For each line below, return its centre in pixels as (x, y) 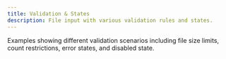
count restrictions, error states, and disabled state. (81, 48)
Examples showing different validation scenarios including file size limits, (113, 40)
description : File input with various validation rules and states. (110, 20)
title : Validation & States (49, 14)
